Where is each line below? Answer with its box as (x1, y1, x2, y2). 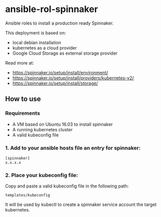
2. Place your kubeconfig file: (5, 171, 78, 178)
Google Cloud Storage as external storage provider (12, 50, 118, 56)
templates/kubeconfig (5, 193, 50, 198)
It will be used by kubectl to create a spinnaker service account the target (5, 201, 157, 207)
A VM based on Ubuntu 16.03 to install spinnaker (12, 121, 113, 127)
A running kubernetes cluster (12, 126, 73, 132)
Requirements (5, 110, 40, 117)
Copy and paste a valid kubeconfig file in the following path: (5, 183, 129, 189)
